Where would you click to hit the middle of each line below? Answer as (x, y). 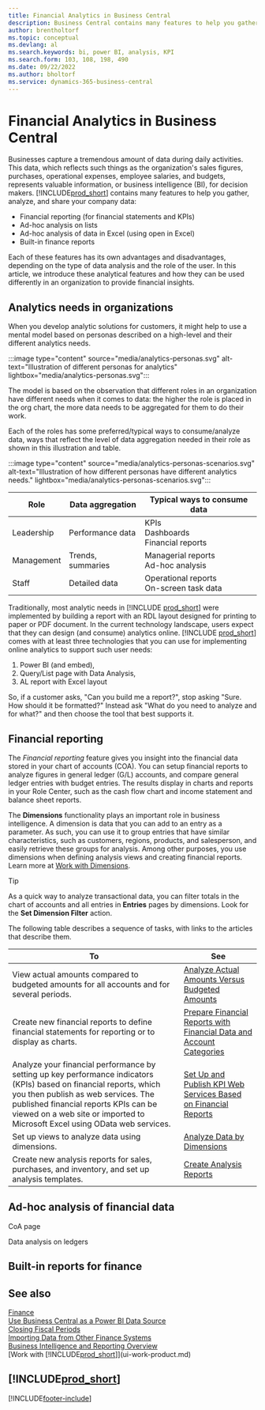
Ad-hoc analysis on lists (59, 225)
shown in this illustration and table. (65, 448)
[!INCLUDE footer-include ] (50, 1398)
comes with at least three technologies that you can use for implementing (127, 641)
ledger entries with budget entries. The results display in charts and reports (131, 783)
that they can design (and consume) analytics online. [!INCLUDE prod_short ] (132, 633)
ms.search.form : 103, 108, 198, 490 (68, 60)
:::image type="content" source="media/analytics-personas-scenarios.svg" (131, 463)
